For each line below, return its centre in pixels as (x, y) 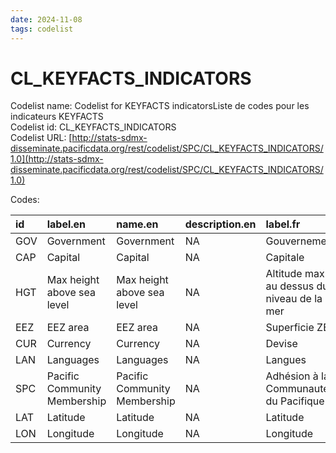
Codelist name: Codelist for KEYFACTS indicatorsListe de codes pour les (160, 106)
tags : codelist (42, 29)
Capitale (285, 258)
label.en (66, 224)
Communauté (297, 389)
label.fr (283, 224)
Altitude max (295, 274)
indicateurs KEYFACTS (57, 117)
